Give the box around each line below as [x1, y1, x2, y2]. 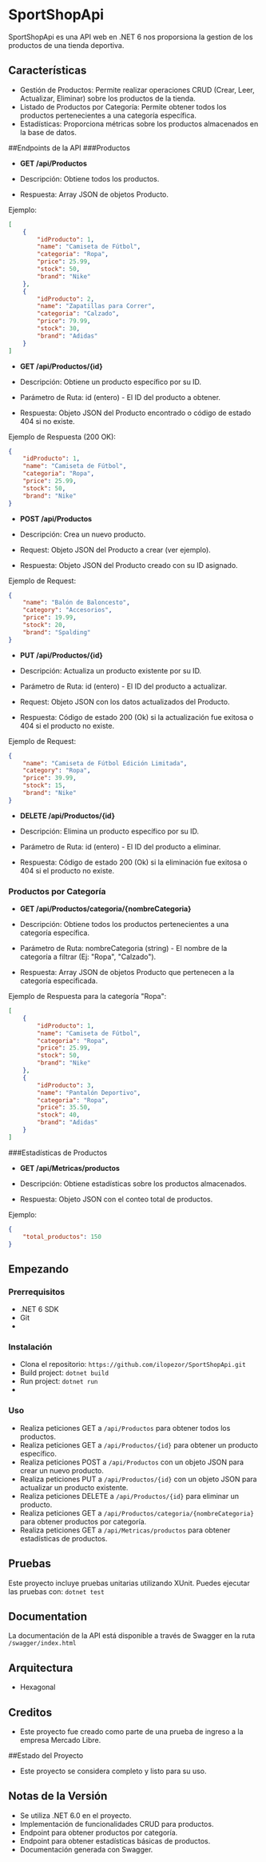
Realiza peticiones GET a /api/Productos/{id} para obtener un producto [19, 1440, 258, 1449]
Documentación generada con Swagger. [19, 1844, 153, 1854]
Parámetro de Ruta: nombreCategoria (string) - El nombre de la [19, 944, 228, 953]
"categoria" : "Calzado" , [37, 310, 120, 318]
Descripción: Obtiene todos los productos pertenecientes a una [19, 920, 229, 929]
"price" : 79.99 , [37, 318, 91, 326]
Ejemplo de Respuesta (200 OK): [8, 432, 116, 442]
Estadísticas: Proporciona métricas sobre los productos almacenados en [19, 118, 259, 129]
